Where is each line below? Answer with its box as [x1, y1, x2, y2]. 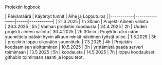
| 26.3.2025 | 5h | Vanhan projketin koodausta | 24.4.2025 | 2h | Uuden [5, 24, 147, 29]
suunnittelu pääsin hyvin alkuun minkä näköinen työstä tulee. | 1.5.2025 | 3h [5, 34, 157, 39]
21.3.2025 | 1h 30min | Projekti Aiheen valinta [58, 19, 148, 24]
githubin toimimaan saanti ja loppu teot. [5, 54, 84, 60]
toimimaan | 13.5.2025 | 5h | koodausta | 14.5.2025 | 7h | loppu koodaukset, [5, 49, 156, 55]
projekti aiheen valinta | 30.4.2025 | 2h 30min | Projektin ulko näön [5, 29, 139, 34]
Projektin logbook [5, 4, 40, 10]
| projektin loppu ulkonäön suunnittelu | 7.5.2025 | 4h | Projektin [5, 39, 132, 45]
